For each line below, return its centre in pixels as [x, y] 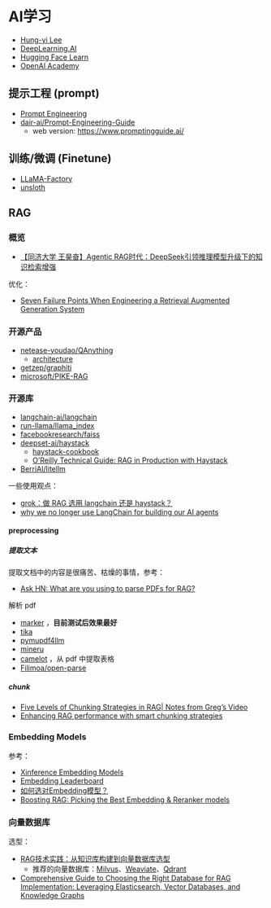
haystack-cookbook [66, 451]
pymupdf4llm [42, 641]
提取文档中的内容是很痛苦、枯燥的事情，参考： [86, 572]
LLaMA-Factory [46, 178]
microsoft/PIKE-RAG [54, 376]
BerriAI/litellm [43, 468]
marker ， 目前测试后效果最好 [69, 623]
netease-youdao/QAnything [67, 350]
